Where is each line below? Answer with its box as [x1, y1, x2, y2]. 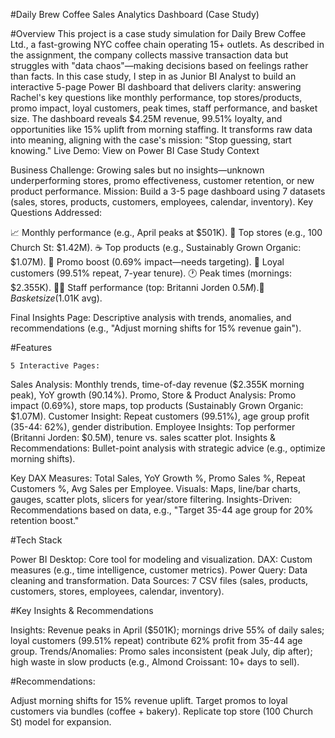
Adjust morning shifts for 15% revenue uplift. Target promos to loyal [10, 695, 288, 706]
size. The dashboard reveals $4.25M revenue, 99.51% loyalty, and [10, 113, 283, 124]
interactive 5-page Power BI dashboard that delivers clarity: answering [10, 81, 302, 93]
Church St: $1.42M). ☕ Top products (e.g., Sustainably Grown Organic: [10, 242, 302, 253]
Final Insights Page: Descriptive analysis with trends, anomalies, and [10, 312, 292, 323]
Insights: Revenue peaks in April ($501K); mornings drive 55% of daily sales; [10, 624, 325, 636]
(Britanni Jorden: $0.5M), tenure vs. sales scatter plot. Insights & [10, 432, 276, 443]
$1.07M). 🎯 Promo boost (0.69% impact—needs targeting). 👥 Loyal [10, 256, 285, 268]
